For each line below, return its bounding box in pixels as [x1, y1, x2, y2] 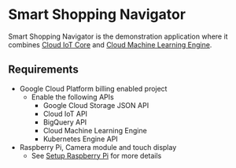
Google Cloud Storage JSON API [42, 100, 149, 110]
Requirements [8, 63, 79, 77]
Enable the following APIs [31, 92, 114, 102]
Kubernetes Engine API [42, 134, 118, 144]
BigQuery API [42, 117, 87, 127]
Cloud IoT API [42, 109, 88, 118]
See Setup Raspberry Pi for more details [31, 151, 162, 160]
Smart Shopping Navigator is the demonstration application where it [8, 32, 228, 41]
